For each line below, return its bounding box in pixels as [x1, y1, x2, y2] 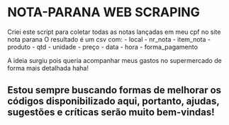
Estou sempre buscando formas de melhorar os [7, 84, 222, 96]
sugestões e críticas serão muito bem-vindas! [7, 107, 215, 119]
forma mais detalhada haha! [7, 64, 89, 72]
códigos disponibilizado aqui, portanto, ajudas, [7, 95, 220, 107]
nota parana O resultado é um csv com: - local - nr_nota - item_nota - [7, 35, 211, 43]
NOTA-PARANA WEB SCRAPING [7, 4, 201, 20]
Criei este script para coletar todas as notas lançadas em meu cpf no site [7, 28, 221, 36]
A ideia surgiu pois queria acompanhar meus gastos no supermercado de [7, 56, 222, 64]
